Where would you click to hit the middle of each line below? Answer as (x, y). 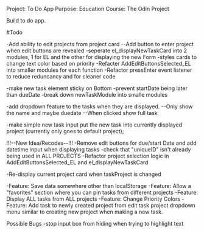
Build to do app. (26, 20)
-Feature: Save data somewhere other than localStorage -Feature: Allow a (99, 186)
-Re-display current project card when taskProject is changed (84, 174)
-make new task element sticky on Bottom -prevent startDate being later (97, 88)
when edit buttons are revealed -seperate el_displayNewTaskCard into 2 (97, 50)
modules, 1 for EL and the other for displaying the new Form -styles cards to (101, 57)
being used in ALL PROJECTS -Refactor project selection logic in (88, 156)
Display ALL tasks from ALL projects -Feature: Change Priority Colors (93, 199)
